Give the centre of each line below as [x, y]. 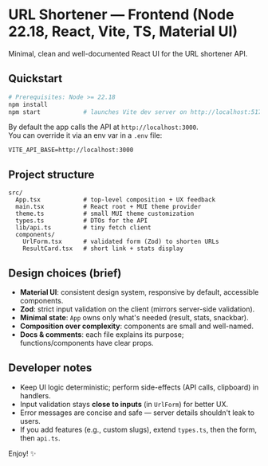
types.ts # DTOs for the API [82, 221]
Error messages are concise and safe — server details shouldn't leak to [137, 413]
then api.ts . [40, 438]
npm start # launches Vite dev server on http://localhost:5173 [137, 112]
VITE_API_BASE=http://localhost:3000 [71, 150]
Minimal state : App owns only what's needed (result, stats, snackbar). [134, 317]
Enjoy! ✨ [22, 453]
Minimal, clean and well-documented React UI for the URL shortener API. [128, 53]
